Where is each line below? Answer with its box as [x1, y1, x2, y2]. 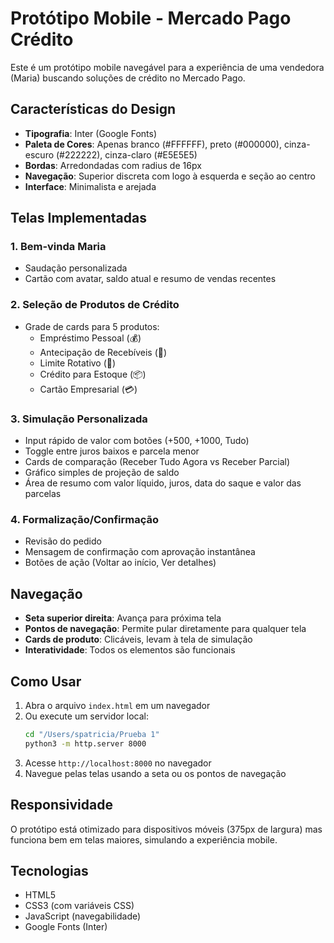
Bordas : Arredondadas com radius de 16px [24, 159, 202, 171]
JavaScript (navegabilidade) [24, 910, 142, 922]
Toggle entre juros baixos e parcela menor [24, 445, 200, 457]
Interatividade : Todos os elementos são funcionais [24, 644, 236, 656]
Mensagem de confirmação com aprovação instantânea [24, 546, 256, 558]
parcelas [24, 488, 62, 500]
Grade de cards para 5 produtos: [24, 320, 160, 332]
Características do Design [10, 101, 177, 118]
